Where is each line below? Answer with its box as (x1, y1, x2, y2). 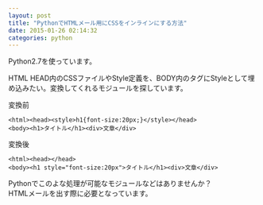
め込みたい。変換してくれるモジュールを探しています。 (8, 83, 188, 93)
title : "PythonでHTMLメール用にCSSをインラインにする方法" (8, 19, 188, 27)
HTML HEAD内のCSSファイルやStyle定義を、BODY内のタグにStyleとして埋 (8, 73, 255, 83)
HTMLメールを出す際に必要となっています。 (8, 188, 153, 199)
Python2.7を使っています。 (8, 56, 97, 66)
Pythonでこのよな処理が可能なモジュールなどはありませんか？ (8, 179, 212, 188)
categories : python (8, 33, 73, 42)
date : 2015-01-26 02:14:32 (8, 26, 98, 34)
